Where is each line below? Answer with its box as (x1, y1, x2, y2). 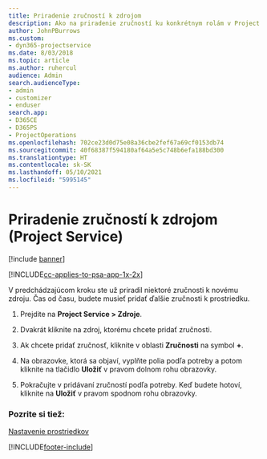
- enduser (8, 101, 42, 109)
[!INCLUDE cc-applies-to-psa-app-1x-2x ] (8, 270, 144, 279)
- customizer (8, 94, 52, 102)
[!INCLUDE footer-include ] (8, 442, 94, 452)
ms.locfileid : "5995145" (8, 176, 91, 185)
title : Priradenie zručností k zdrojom (8, 11, 142, 20)
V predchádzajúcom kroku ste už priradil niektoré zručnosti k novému (8, 285, 239, 294)
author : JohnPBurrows (8, 26, 81, 35)
